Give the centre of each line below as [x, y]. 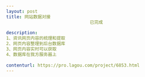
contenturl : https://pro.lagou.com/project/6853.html [73, 65]
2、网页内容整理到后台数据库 [36, 44]
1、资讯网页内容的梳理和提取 [36, 38]
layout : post [22, 11]
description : [22, 33]
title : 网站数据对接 [28, 17]
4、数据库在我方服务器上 [31, 54]
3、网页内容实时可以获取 [31, 49]
